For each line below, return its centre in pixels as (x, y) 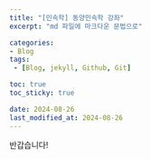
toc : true (28, 84)
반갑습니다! (29, 144)
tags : (19, 60)
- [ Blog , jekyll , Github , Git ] (72, 68)
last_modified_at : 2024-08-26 (66, 118)
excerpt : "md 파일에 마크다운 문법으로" (76, 26)
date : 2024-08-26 (42, 109)
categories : (32, 43)
